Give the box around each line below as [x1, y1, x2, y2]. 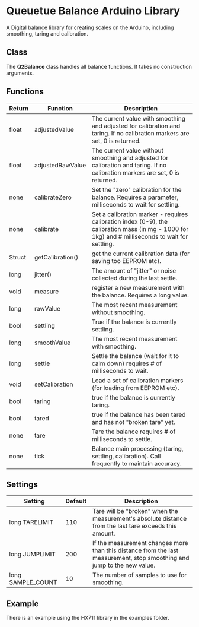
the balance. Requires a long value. [91, 291, 190, 299]
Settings [6, 479, 38, 489]
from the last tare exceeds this [92, 522, 177, 530]
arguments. [6, 69, 34, 77]
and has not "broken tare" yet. [91, 417, 176, 426]
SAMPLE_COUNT [9, 578, 57, 587]
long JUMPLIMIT [9, 550, 56, 559]
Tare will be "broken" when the [92, 507, 179, 515]
